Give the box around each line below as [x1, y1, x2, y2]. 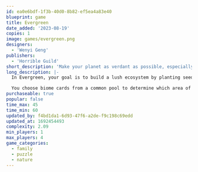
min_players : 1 [6, 129, 44, 135]
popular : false [6, 96, 44, 102]
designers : [6, 42, 33, 48]
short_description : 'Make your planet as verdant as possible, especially [6, 63, 194, 70]
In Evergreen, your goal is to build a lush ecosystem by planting [11, 74, 181, 80]
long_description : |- [6, 69, 60, 75]
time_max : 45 [6, 102, 38, 108]
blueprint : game [6, 14, 46, 20]
